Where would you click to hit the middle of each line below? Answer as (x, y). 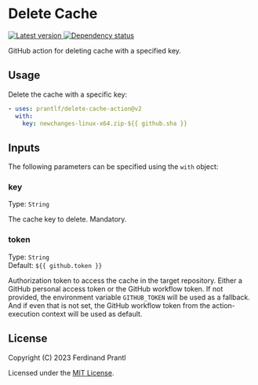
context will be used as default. (92, 313)
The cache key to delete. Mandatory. (67, 219)
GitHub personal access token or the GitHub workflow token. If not (116, 288)
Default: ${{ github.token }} (55, 265)
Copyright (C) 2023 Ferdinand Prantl (67, 357)
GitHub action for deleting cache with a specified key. (95, 50)
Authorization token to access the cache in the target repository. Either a (125, 280)
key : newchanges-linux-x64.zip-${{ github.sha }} (105, 123)
